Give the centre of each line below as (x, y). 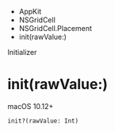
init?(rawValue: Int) (43, 121)
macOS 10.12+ (31, 106)
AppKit (30, 12)
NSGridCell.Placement (55, 28)
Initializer (22, 52)
